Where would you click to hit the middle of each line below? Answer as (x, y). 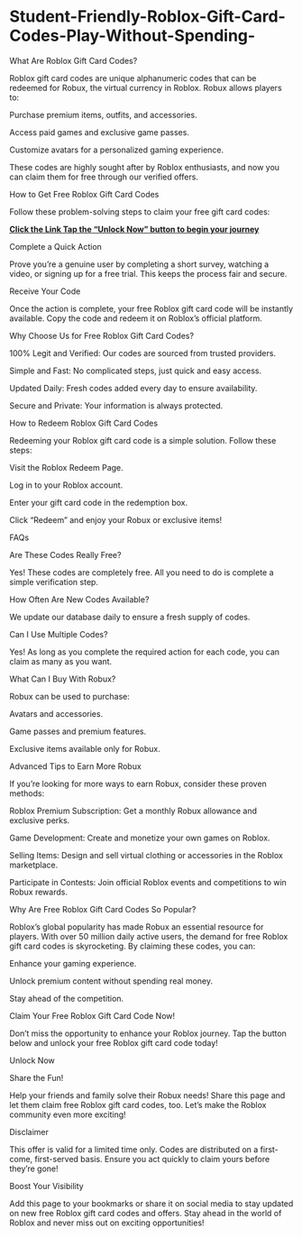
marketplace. (34, 865)
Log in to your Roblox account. (66, 485)
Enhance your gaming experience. (73, 963)
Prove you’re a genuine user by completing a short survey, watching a (139, 264)
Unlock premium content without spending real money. (111, 981)
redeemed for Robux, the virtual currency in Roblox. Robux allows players (146, 87)
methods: (27, 793)
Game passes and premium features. (78, 731)
